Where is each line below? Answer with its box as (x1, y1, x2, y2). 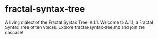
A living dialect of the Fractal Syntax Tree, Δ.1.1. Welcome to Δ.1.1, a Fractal (5, 19, 153, 25)
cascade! (5, 29, 24, 35)
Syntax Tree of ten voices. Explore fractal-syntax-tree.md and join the (5, 24, 145, 30)
